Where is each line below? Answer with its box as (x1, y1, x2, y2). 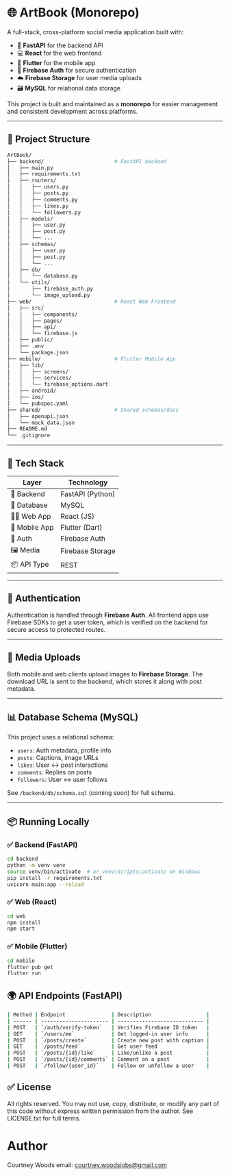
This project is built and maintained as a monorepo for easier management (7, 99, 218, 108)
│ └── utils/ (7, 279, 51, 286)
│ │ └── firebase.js (7, 330, 78, 337)
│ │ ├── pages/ (7, 317, 63, 324)
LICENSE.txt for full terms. (7, 1114, 81, 1122)
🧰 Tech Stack (7, 457, 64, 469)
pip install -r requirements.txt (7, 874, 103, 881)
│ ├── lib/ (7, 362, 44, 369)
